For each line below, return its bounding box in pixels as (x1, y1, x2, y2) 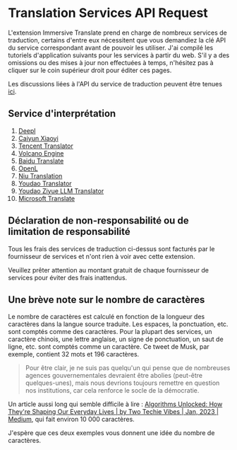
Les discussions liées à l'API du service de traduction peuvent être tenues (8, 79, 223, 88)
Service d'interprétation (8, 108, 116, 120)
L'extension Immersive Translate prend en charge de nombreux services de (8, 28, 228, 37)
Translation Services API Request (8, 5, 209, 21)
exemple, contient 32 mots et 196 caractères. (8, 350, 140, 359)
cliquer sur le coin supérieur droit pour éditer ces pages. (8, 66, 172, 74)
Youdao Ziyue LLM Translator (18, 186, 104, 195)
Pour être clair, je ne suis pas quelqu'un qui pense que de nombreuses (25, 364, 231, 372)
